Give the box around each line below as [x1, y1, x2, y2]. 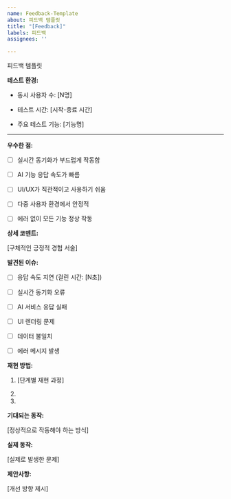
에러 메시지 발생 [16, 346, 60, 355]
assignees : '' [7, 36, 48, 43]
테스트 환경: [7, 77, 39, 85]
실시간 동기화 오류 [16, 287, 65, 296]
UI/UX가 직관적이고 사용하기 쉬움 [16, 185, 107, 194]
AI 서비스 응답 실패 [16, 303, 67, 311]
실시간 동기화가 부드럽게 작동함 [16, 156, 100, 164]
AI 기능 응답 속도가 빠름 [16, 170, 80, 179]
